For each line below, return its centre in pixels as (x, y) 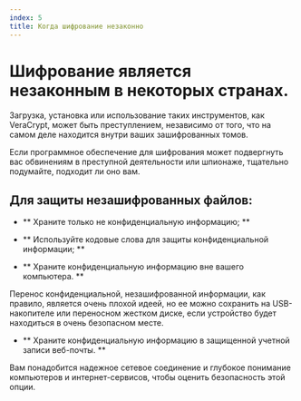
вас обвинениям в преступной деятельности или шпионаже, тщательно (149, 162)
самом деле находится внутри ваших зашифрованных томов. (129, 135)
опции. (23, 387)
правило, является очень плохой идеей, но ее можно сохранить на (140, 304)
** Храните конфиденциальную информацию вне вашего (133, 267)
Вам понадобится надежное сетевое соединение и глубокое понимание (150, 367)
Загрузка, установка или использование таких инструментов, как (137, 115)
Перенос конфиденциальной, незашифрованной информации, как (137, 294)
